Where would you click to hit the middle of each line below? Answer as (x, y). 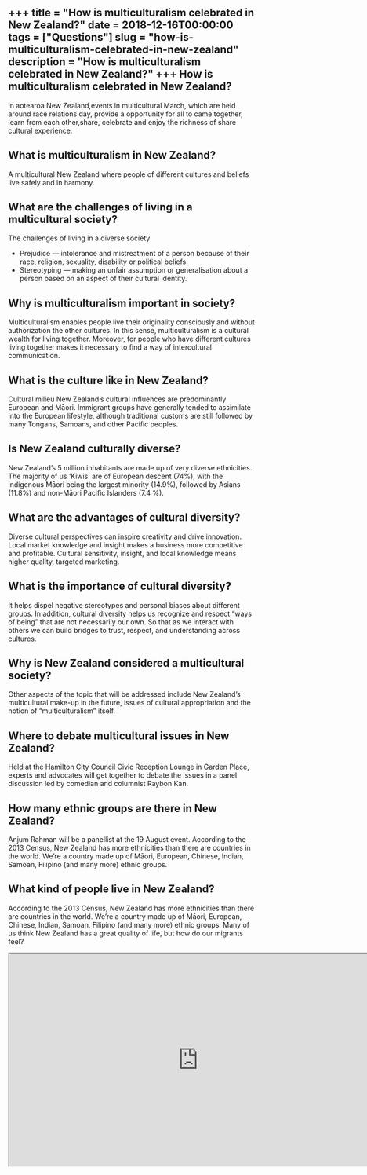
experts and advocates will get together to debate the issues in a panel (123, 775)
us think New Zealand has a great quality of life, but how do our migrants (125, 933)
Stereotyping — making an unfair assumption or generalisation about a (134, 270)
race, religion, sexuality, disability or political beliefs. (104, 262)
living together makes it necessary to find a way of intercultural (110, 347)
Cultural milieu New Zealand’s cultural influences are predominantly (117, 399)
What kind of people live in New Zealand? (111, 889)
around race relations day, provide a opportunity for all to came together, (125, 114)
